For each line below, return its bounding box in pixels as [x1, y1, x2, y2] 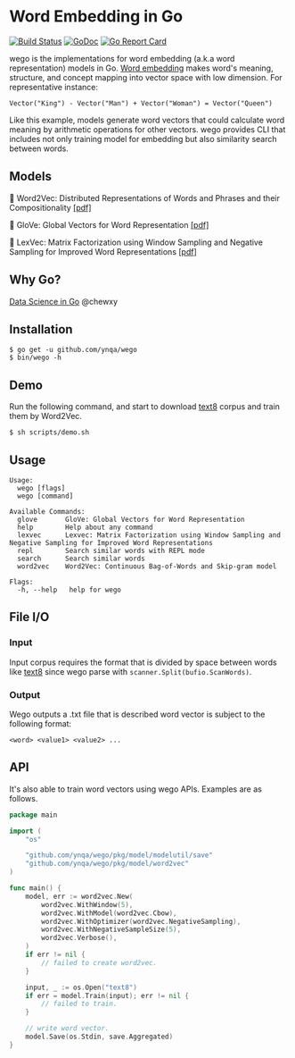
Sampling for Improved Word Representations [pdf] [9, 246, 198, 256]
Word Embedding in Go [9, 6, 184, 27]
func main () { [9, 884, 62, 893]
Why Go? [9, 273, 61, 288]
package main [9, 810, 58, 819]
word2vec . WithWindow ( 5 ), [41, 900, 134, 909]
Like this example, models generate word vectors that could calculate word [9, 114, 285, 125]
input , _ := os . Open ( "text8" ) [25, 983, 138, 992]
